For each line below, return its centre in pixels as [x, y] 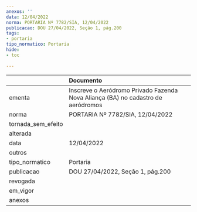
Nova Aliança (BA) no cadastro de [116, 97]
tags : [13, 33]
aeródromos [86, 105]
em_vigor [21, 190]
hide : [13, 50]
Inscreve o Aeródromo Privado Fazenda [123, 90]
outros [18, 152]
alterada [21, 134]
